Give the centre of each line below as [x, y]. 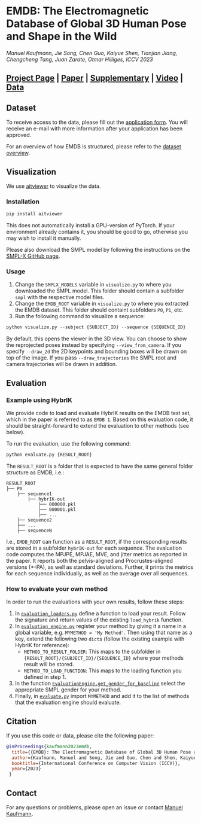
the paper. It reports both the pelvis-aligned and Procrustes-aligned [90, 560]
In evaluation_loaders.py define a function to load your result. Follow [100, 614]
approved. [19, 135]
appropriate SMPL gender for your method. [68, 690]
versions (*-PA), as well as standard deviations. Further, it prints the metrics [100, 567]
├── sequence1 [34, 494]
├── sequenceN [34, 531]
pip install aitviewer [34, 214]
